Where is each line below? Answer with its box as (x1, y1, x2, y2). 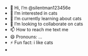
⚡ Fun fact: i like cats (10, 39, 53, 45)
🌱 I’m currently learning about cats (10, 16, 82, 21)
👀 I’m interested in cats (10, 10, 58, 16)
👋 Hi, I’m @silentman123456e (10, 5, 71, 11)
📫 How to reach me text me (10, 27, 69, 32)
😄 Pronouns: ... (10, 34, 43, 40)
